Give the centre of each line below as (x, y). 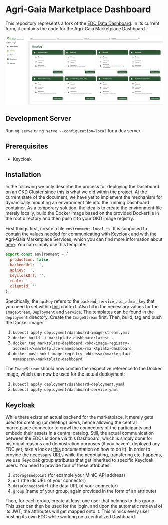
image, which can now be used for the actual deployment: (65, 374)
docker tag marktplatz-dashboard (47, 343)
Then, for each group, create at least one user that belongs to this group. (80, 501)
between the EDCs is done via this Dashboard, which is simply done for (79, 438)
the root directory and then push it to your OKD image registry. (70, 219)
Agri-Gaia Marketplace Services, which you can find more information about (84, 239)
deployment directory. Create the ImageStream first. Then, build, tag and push (83, 317)
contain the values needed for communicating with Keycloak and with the (81, 234)
